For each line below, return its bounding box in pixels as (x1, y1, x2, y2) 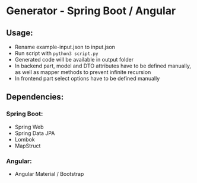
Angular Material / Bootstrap (14, 170, 84, 177)
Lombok (14, 136, 36, 143)
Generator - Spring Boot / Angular (6, 4, 176, 18)
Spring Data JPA (14, 129, 55, 137)
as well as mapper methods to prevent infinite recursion (14, 69, 151, 75)
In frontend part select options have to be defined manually (14, 75, 160, 82)
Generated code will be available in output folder (14, 56, 134, 63)
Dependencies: (6, 92, 64, 102)
